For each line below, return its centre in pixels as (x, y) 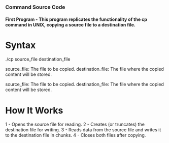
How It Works (34, 110)
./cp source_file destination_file (38, 59)
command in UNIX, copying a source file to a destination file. (71, 24)
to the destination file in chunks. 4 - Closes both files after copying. (76, 135)
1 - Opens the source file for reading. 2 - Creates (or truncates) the (75, 124)
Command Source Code (35, 7)
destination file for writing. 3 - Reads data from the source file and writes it (83, 130)
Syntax (21, 45)
